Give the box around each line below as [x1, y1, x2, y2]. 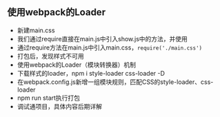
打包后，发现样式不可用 [17, 52, 84, 60]
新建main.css [17, 26, 55, 34]
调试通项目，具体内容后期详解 [17, 102, 102, 110]
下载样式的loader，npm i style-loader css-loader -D [17, 69, 166, 77]
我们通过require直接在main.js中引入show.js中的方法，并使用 [17, 34, 188, 43]
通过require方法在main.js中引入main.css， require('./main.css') [17, 43, 202, 52]
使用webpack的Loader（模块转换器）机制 [17, 61, 137, 69]
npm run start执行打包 [17, 94, 81, 102]
